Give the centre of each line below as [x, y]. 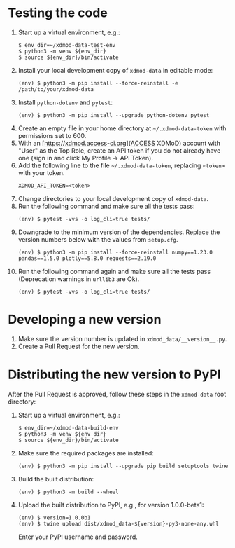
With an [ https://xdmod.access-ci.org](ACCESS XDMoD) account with [119, 143]
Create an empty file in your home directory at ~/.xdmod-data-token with [122, 128]
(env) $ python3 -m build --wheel [68, 492]
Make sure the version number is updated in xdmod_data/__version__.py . [122, 338]
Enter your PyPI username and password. [78, 537]
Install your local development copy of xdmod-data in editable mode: [115, 70]
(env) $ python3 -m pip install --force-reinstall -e [98, 83]
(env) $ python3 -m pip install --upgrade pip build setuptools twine [123, 466]
